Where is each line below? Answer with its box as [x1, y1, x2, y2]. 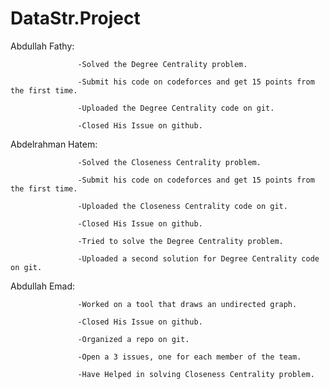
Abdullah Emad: [10, 280, 76, 292]
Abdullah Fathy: [10, 40, 75, 52]
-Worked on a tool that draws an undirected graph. [77, 299, 298, 309]
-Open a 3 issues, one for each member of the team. [77, 352, 302, 362]
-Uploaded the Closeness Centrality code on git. [77, 201, 288, 211]
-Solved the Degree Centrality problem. [77, 59, 248, 69]
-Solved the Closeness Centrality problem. [77, 157, 262, 167]
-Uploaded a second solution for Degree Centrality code [77, 253, 320, 264]
